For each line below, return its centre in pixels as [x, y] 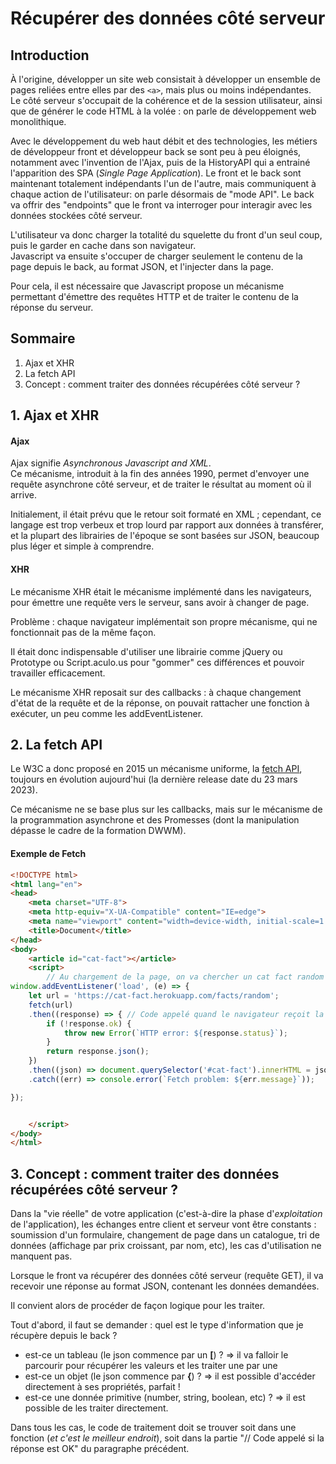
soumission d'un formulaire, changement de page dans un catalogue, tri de [165, 1235]
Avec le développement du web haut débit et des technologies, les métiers [164, 141]
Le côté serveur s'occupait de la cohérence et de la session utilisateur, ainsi [166, 100]
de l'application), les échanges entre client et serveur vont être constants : [163, 1224]
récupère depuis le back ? [64, 1336]
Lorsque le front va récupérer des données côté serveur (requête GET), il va [167, 1276]
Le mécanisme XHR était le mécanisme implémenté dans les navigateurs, [161, 591]
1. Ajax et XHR [55, 415]
